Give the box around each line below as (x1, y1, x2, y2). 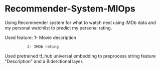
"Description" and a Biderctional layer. (5, 58, 84, 64)
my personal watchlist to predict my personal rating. (5, 24, 112, 30)
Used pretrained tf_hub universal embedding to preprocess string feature (5, 53, 156, 59)
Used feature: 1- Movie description (5, 34, 76, 40)
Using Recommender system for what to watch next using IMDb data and (5, 19, 156, 25)
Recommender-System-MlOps (5, 3, 136, 14)
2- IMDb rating (27, 44, 59, 49)
